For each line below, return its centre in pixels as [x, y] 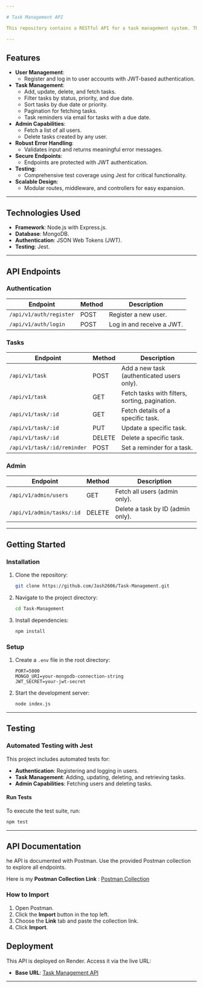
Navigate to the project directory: [56, 597]
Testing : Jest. [32, 247]
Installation [23, 561]
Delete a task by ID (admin [153, 509]
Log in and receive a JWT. [146, 324]
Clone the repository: [41, 575]
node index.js [33, 704]
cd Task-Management [40, 609]
